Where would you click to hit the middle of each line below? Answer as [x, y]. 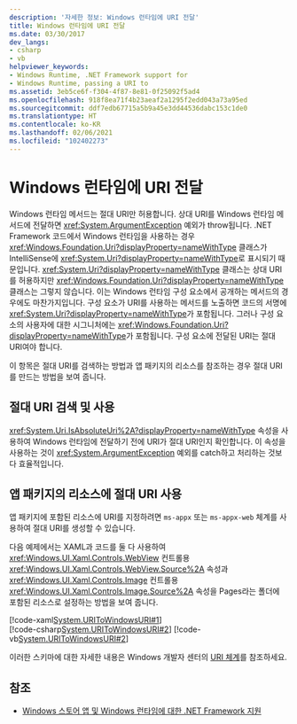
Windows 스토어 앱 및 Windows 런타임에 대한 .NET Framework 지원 [141, 711]
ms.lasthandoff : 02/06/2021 [61, 133]
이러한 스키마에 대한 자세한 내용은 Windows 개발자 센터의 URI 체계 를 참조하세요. [148, 658]
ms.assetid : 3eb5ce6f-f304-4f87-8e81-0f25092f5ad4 [105, 91]
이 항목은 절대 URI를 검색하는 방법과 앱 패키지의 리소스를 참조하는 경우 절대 [138, 365]
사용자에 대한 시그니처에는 [71, 324]
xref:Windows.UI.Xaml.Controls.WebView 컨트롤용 [100, 558]
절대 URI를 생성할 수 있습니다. [84, 528]
